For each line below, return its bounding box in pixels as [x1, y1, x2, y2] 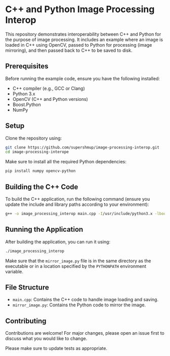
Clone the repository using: [5, 135, 62, 141]
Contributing [5, 316, 47, 325]
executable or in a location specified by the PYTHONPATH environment [5, 263, 147, 269]
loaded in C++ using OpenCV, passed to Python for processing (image [5, 42, 152, 48]
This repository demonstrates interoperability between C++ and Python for [5, 31, 161, 37]
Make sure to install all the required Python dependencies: [5, 159, 126, 165]
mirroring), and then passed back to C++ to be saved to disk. [5, 47, 133, 53]
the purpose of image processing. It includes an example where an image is [5, 37, 163, 43]
